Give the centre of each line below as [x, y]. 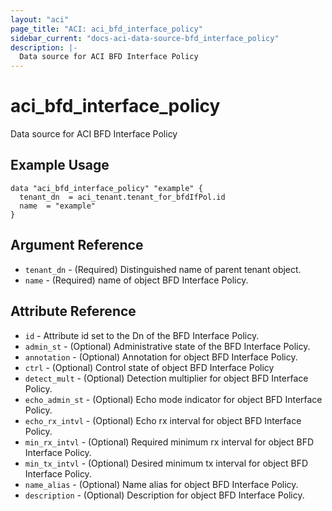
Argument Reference [77, 245]
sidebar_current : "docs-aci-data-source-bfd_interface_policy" [145, 38]
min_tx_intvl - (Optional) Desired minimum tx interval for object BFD [166, 463]
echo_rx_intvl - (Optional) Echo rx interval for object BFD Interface [163, 420]
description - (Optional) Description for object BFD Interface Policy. [164, 495]
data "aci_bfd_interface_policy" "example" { [106, 188]
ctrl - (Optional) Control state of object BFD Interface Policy [149, 367]
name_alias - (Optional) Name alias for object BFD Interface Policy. [161, 484]
